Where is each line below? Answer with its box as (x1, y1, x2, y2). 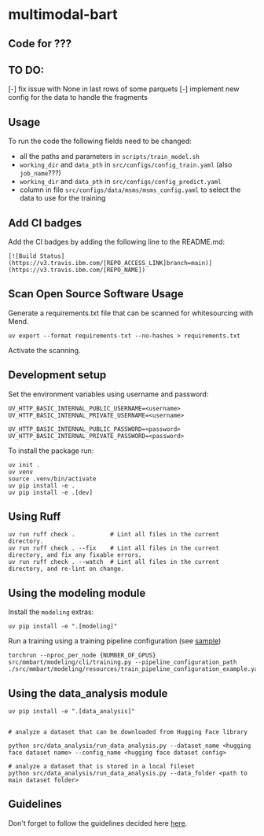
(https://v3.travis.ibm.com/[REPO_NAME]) (8, 266, 146, 274)
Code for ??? (8, 37, 72, 50)
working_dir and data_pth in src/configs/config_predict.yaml (19, 177, 222, 186)
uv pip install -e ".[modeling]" (8, 623, 118, 631)
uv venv (8, 468, 34, 476)
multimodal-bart (8, 6, 118, 24)
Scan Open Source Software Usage (8, 287, 184, 300)
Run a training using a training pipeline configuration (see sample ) (8, 636, 222, 646)
